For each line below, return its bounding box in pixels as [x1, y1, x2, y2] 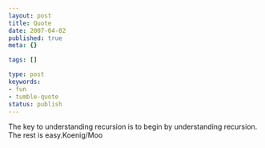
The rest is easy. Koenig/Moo [8, 130, 103, 140]
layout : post [8, 11, 52, 20]
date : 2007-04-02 [8, 26, 66, 34]
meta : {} [8, 42, 38, 50]
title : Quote [8, 19, 52, 27]
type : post [8, 70, 45, 78]
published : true [8, 34, 62, 42]
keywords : [8, 78, 42, 86]
